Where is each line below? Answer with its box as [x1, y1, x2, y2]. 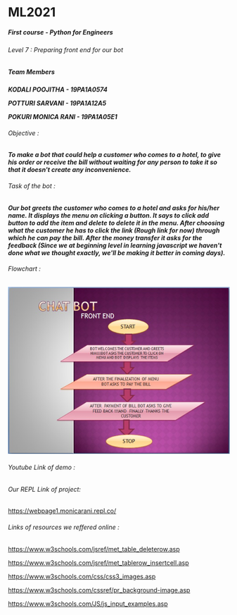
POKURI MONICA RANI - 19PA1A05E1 [8, 113, 118, 121]
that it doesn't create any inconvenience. [8, 166, 132, 174]
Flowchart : [8, 265, 41, 273]
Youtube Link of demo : [8, 463, 76, 472]
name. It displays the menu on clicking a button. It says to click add [8, 211, 210, 219]
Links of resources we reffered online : [8, 523, 120, 531]
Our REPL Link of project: [8, 485, 82, 493]
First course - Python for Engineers [8, 27, 113, 36]
